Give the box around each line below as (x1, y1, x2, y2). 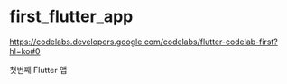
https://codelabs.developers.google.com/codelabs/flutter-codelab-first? (9, 36, 278, 47)
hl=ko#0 (9, 45, 41, 56)
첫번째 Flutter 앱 (9, 64, 68, 75)
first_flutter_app (9, 6, 134, 27)
